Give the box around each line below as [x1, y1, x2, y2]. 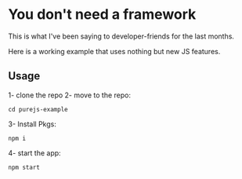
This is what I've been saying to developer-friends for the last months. [8, 31, 235, 41]
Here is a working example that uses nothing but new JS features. [8, 46, 221, 56]
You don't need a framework [8, 5, 197, 24]
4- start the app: [8, 148, 61, 158]
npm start [8, 163, 41, 171]
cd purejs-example [8, 105, 68, 113]
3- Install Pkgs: [8, 119, 56, 129]
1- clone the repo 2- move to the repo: [8, 90, 132, 100]
